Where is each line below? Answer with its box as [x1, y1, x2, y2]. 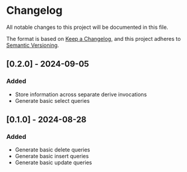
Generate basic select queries [14, 97, 90, 104]
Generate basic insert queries [14, 153, 89, 160]
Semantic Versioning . [6, 41, 59, 49]
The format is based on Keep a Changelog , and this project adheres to [6, 35, 181, 42]
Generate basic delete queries [14, 146, 90, 153]
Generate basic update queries [14, 159, 92, 166]
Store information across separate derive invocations [14, 91, 147, 98]
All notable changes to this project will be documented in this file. [6, 23, 169, 31]
